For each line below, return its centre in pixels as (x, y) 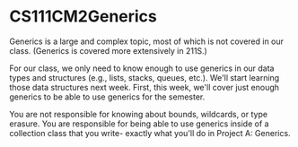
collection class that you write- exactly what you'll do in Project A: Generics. (150, 133)
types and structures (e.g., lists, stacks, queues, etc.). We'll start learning (145, 77)
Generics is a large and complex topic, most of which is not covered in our (147, 41)
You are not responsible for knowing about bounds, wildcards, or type (138, 114)
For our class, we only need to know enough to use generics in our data (142, 68)
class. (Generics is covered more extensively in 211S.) (109, 50)
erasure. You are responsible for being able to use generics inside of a (139, 124)
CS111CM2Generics (83, 17)
